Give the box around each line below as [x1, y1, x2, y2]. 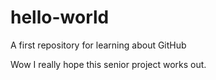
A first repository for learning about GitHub [10, 39, 187, 51]
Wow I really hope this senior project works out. [10, 58, 207, 70]
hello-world [10, 6, 110, 29]
